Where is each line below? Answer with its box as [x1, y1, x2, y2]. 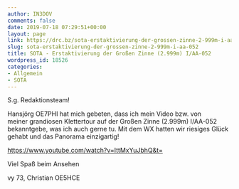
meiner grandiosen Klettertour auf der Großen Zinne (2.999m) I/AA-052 [7, 117, 218, 126]
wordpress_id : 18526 [7, 57, 69, 64]
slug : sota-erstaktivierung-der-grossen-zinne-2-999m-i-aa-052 [7, 43, 199, 50]
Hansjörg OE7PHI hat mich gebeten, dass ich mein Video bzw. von [7, 109, 201, 118]
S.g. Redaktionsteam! [7, 96, 70, 104]
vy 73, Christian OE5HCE [7, 173, 80, 182]
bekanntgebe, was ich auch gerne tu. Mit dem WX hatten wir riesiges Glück [7, 125, 229, 134]
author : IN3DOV [7, 10, 53, 18]
